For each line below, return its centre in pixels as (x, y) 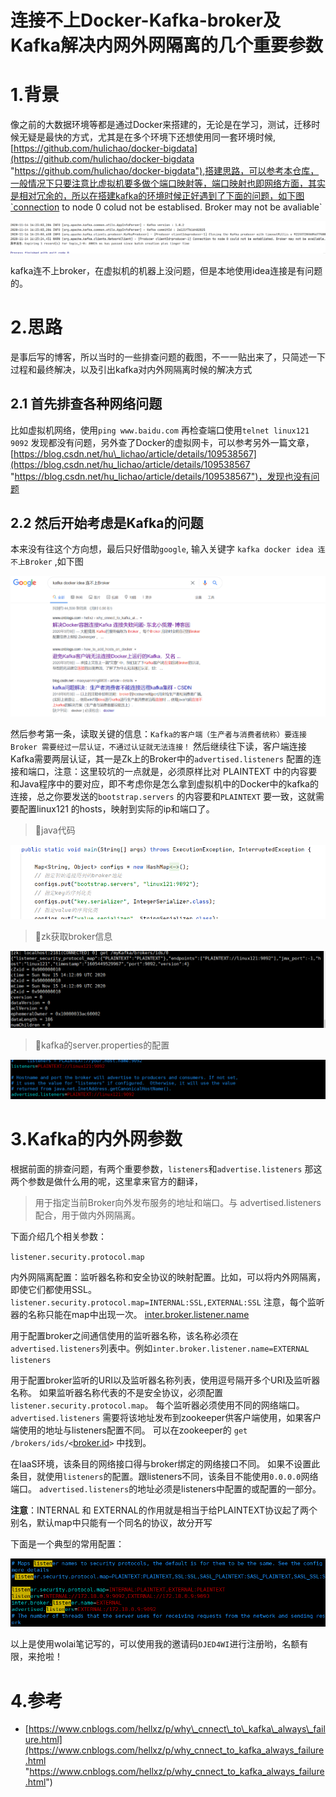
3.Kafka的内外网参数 (96, 1138)
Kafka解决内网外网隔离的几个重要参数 (167, 45)
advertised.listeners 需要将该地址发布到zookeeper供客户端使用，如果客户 (166, 1417)
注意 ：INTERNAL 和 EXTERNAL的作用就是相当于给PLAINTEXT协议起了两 (160, 1510)
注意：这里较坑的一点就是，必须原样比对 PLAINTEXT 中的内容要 (185, 772)
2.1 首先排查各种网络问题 (86, 404)
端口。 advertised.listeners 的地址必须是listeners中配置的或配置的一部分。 (166, 1488)
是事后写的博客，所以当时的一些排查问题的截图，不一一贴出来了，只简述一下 (168, 357)
